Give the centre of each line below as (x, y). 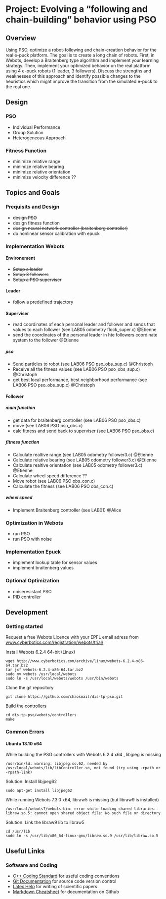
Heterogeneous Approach (39, 138)
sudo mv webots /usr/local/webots (41, 674)
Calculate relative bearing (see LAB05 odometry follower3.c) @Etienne (85, 460)
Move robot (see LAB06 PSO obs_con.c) (54, 481)
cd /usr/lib (18, 832)
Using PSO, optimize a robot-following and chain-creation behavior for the (81, 50)
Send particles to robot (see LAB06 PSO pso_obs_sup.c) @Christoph (83, 364)
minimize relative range (37, 161)
